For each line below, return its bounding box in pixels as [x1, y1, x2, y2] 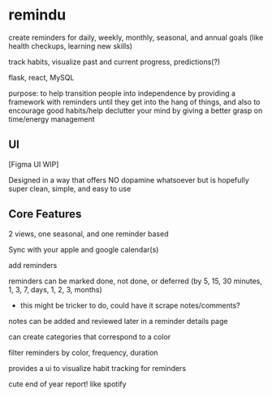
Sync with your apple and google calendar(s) [8, 244, 159, 254]
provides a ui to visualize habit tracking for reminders [8, 363, 187, 373]
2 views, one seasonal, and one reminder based [8, 229, 169, 239]
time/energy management [8, 114, 95, 123]
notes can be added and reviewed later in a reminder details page [8, 316, 228, 326]
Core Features [8, 207, 82, 221]
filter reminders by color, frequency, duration [8, 347, 158, 357]
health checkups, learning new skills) [8, 41, 132, 50]
